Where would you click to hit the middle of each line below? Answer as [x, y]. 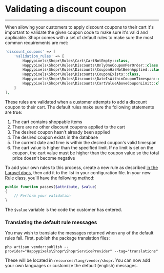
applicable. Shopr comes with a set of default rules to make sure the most [79, 37]
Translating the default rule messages [51, 222]
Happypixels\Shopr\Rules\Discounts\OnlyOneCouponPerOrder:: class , [92, 65]
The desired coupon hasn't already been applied [61, 132]
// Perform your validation [42, 196]
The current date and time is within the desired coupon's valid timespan [84, 142]
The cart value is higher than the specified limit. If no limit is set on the [83, 147]
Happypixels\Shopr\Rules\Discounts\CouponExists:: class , [82, 74]
